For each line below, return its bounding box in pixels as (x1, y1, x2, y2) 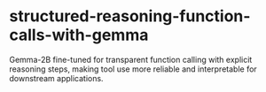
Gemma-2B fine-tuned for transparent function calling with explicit (9, 54, 253, 65)
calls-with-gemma (9, 25, 149, 45)
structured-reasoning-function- (9, 6, 251, 27)
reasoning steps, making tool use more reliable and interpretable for (9, 64, 257, 74)
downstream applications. (9, 73, 104, 83)
